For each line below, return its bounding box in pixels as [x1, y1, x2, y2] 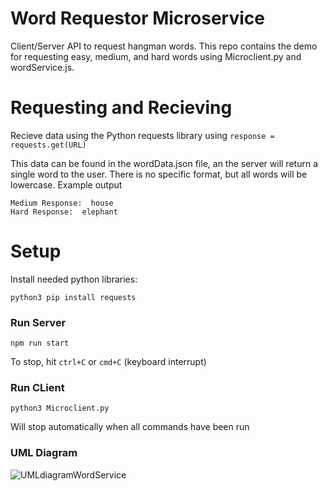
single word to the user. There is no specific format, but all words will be [10, 168, 308, 180]
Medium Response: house [10, 198, 114, 208]
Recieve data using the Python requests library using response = [10, 129, 275, 141]
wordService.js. [10, 61, 75, 73]
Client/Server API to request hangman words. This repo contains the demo [10, 40, 318, 52]
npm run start [10, 338, 70, 349]
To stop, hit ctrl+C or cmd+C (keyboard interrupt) [10, 356, 207, 368]
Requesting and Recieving [10, 97, 233, 119]
